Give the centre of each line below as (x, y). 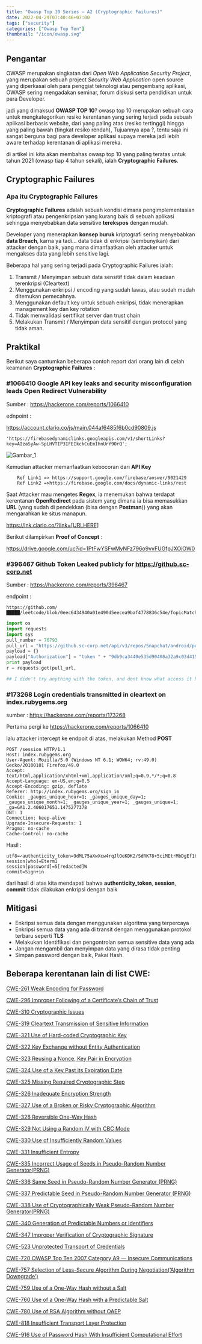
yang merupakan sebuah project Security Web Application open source (95, 80)
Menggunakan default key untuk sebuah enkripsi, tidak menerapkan (99, 303)
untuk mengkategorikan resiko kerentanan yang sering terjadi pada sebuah (99, 117)
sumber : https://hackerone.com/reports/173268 (66, 715)
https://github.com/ (32, 608)
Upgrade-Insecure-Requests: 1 (44, 823)
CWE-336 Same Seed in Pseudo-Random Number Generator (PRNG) (92, 1181)
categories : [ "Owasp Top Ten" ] (45, 29)
